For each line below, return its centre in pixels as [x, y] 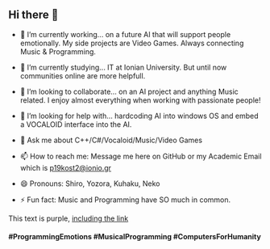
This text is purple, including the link [69, 218]
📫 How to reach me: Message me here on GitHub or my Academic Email [141, 156]
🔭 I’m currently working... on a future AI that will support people [125, 34]
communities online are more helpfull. [83, 76]
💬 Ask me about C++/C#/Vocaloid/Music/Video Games [111, 140]
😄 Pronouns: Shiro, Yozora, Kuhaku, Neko [90, 184]
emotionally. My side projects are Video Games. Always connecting [132, 43]
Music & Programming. [58, 51]
